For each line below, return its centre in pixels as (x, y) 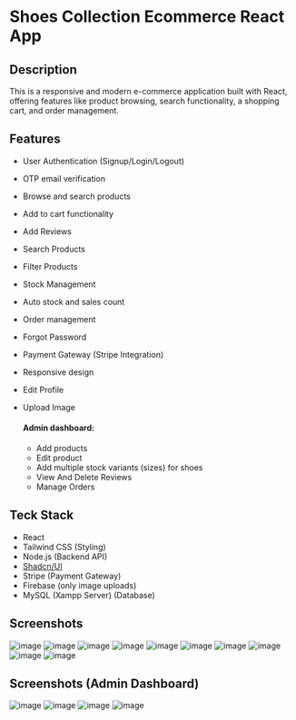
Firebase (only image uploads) (79, 585)
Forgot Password (54, 337)
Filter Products (50, 266)
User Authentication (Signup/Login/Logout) (103, 161)
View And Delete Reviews (84, 478)
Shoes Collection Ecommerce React (147, 17)
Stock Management (59, 284)
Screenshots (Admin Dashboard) (104, 684)
